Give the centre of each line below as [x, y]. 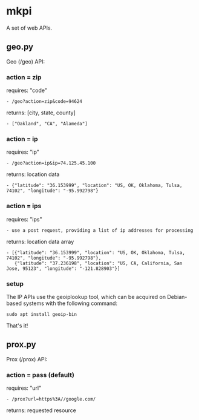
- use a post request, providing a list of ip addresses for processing [100, 230]
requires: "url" [24, 388]
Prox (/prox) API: [27, 359]
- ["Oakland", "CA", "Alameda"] [47, 124]
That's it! [17, 326]
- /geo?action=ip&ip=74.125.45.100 [51, 163]
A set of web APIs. [29, 28]
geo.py [20, 47]
